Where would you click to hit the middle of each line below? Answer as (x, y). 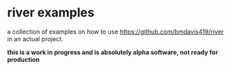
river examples (51, 13)
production (23, 59)
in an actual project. (35, 38)
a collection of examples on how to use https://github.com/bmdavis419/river (115, 32)
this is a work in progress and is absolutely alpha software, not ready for (113, 52)
